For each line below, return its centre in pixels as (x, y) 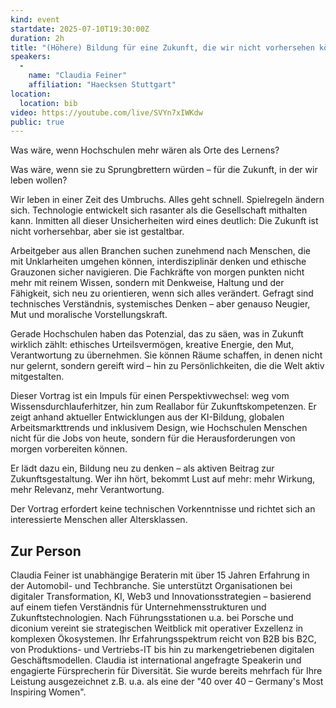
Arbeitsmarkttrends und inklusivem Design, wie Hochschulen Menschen (159, 428)
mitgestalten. (37, 377)
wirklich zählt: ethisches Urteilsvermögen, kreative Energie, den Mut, (152, 345)
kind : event (35, 19)
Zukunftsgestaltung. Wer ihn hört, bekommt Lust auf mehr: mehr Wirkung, (163, 479)
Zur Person (46, 551)
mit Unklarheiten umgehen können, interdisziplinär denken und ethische (158, 262)
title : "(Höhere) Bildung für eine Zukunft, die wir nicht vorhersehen (162, 47)
